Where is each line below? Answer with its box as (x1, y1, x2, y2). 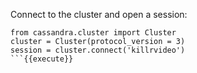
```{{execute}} (10, 54, 74, 64)
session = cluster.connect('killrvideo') (10, 45, 186, 55)
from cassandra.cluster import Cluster (10, 28, 177, 38)
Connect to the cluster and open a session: (10, 9, 188, 20)
